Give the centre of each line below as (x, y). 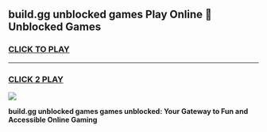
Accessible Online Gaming (53, 119)
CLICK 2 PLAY (36, 79)
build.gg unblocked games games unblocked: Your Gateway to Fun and (128, 111)
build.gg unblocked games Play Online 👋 (110, 15)
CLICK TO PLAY (39, 50)
